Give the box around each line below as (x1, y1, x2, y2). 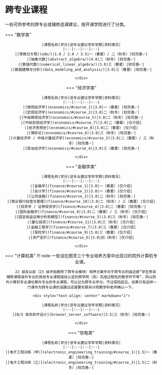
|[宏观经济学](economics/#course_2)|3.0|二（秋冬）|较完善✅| (22, 110, 140, 114)
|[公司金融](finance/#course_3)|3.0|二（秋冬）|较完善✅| (26, 194, 136, 199)
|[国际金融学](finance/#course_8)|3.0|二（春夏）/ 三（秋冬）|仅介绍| (15, 209, 147, 214)
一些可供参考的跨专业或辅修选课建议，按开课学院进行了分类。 (5, 21, 128, 27)
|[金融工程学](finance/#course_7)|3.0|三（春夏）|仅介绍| (26, 225, 136, 229)
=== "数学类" (5, 32, 31, 37)
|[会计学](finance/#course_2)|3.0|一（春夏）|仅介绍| (29, 189, 133, 194)
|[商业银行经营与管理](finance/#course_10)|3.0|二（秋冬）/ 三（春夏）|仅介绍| (7, 199, 156, 204)
